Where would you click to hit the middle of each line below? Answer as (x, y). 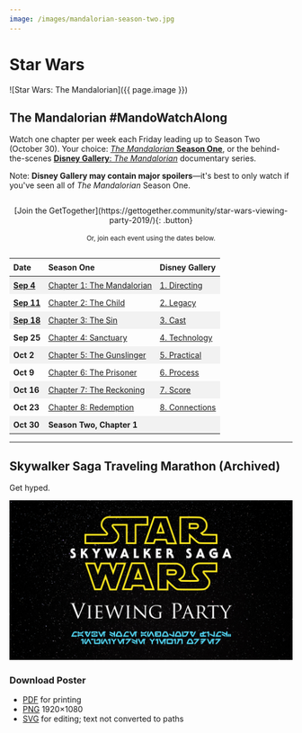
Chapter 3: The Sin (83, 320)
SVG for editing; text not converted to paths (103, 719)
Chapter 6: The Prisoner (93, 372)
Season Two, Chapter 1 (93, 425)
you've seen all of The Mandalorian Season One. (100, 185)
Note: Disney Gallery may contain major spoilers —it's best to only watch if (149, 176)
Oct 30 (27, 425)
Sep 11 (27, 303)
